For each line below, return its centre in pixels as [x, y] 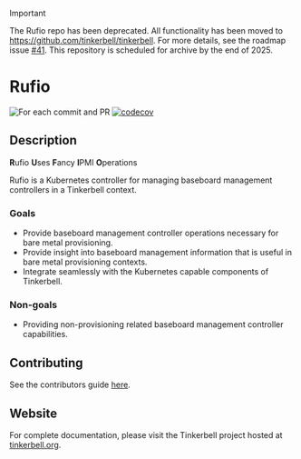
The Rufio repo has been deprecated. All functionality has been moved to [146, 30]
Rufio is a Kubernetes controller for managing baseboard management [141, 180]
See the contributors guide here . [70, 384]
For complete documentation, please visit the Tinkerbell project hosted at [146, 434]
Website [33, 413]
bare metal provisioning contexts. [85, 262]
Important [28, 13]
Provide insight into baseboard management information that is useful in [157, 253]
